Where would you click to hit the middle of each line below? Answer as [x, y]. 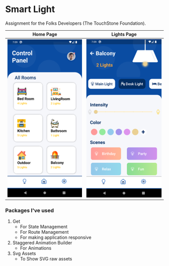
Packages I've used [30, 210]
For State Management [44, 227]
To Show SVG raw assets [46, 259]
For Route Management [44, 232]
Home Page [45, 34]
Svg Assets [24, 253]
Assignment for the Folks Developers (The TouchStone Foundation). [76, 23]
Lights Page [124, 34]
